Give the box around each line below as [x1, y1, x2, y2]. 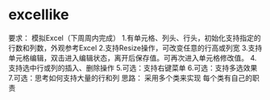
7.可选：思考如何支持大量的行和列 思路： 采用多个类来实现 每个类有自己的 [8, 73, 253, 82]
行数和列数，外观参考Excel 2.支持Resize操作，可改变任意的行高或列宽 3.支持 [8, 42, 263, 53]
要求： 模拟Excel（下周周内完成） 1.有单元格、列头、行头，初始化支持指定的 [8, 33, 261, 42]
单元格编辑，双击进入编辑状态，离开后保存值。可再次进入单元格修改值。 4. [8, 53, 257, 62]
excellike [8, 6, 70, 24]
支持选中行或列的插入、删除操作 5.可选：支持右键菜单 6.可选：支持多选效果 [8, 62, 258, 73]
